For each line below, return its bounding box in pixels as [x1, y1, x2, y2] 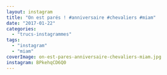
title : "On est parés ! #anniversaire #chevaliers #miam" [6, 15, 156, 21]
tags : [6, 37, 20, 43]
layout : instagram [6, 8, 53, 15]
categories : [6, 25, 36, 32]
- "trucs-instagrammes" [12, 31, 72, 37]
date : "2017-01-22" [6, 20, 56, 26]
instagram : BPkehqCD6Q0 [6, 59, 67, 65]
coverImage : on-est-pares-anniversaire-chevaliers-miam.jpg [6, 54, 162, 60]
